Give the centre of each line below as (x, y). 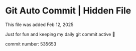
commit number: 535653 (31, 44)
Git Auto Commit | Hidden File (68, 11)
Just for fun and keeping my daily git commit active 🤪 (60, 34)
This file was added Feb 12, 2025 (39, 24)
